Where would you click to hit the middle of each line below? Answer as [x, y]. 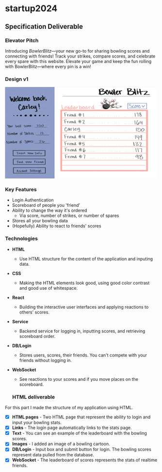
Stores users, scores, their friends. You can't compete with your [83, 355]
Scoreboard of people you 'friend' [46, 205]
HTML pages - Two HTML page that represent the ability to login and [81, 417]
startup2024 [31, 9]
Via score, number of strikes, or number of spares [69, 216]
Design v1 [17, 79]
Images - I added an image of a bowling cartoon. [61, 444]
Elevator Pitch [22, 40]
